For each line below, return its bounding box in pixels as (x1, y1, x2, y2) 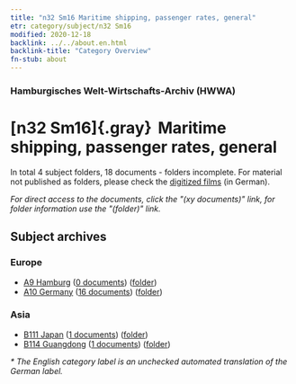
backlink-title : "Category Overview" (10, 47, 152, 56)
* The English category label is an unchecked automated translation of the (10, 356, 288, 367)
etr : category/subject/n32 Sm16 (10, 22, 131, 31)
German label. (10, 365, 64, 376)
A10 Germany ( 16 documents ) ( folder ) (22, 286, 163, 297)
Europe (10, 256, 43, 269)
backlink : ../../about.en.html (10, 38, 128, 48)
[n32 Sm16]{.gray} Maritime (10, 118, 227, 138)
